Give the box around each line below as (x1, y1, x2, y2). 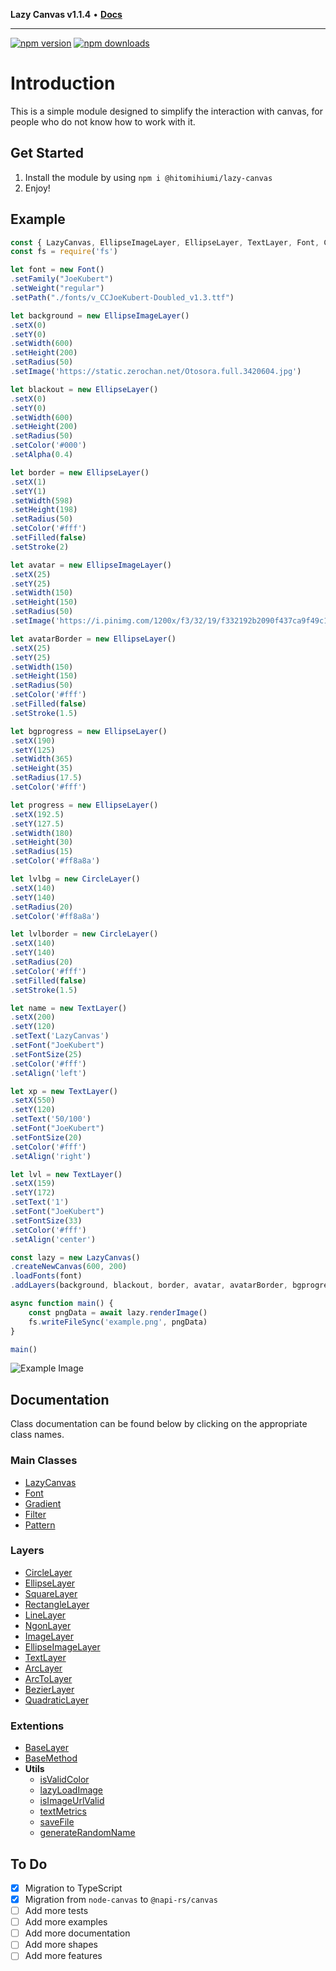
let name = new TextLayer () (10, 1003, 128, 1013)
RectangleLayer (24, 1598, 90, 1610)
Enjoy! (24, 182, 51, 194)
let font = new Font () (10, 265, 105, 275)
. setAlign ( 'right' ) (10, 1151, 92, 1161)
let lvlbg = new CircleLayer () (10, 874, 141, 884)
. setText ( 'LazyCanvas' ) (10, 1031, 110, 1041)
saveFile (39, 1816, 75, 1828)
